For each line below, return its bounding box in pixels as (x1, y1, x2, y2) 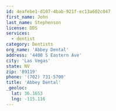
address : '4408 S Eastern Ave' (6, 52, 82, 58)
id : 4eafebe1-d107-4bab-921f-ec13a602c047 (6, 8, 111, 15)
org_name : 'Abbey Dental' (6, 47, 69, 53)
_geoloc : (6, 85, 27, 91)
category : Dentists (6, 42, 54, 48)
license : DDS (6, 25, 38, 31)
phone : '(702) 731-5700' (6, 74, 66, 80)
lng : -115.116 (11, 96, 45, 102)
